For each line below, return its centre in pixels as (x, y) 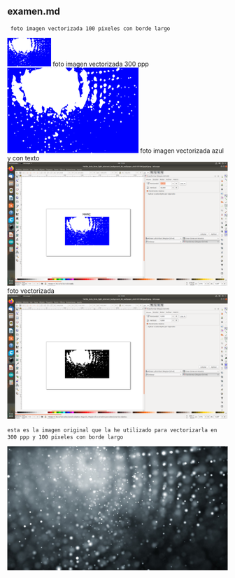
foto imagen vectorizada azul (181, 151)
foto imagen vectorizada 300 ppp (100, 64)
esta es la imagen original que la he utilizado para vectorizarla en (112, 430)
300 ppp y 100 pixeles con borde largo (65, 437)
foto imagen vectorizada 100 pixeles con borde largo (90, 28)
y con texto (23, 158)
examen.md (34, 12)
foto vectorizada (31, 291)
